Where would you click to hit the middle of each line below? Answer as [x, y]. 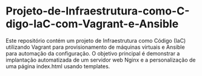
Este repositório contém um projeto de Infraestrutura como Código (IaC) [96, 40]
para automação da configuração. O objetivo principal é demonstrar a [93, 53]
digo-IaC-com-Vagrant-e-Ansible [92, 24]
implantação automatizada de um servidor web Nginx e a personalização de [101, 60]
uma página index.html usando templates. [58, 66]
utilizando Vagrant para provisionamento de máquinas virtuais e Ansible [96, 47]
